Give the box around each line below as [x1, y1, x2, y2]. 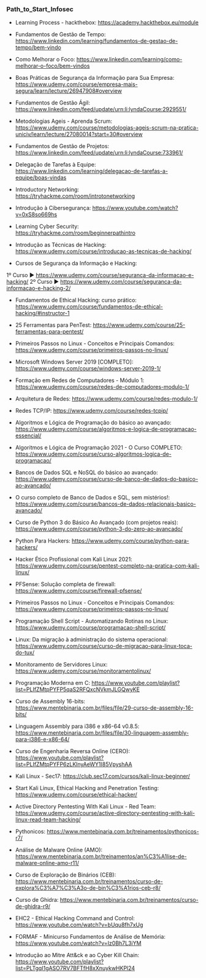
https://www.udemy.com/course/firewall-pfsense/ [15, 587, 142, 595]
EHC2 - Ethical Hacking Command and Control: [15, 915, 135, 922]
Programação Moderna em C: [15, 679, 91, 687]
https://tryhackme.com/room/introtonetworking [15, 192, 135, 200]
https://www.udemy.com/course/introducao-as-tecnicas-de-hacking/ [15, 248, 192, 255]
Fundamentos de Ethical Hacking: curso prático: [15, 297, 137, 304]
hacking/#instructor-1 [15, 310, 70, 317]
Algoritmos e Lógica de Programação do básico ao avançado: [15, 419, 172, 426]
